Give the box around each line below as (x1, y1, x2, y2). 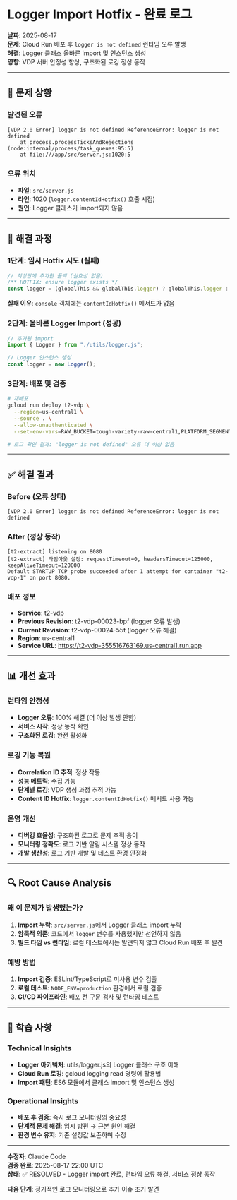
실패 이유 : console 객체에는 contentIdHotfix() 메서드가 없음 (7, 299, 175, 308)
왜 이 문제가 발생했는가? (7, 903, 83, 913)
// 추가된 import (7, 335, 54, 342)
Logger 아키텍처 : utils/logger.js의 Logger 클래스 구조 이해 (17, 1060, 179, 1069)
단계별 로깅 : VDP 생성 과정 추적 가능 (17, 785, 116, 794)
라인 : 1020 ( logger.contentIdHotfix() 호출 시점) (17, 195, 155, 203)
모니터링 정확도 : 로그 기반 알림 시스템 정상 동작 (17, 840, 146, 848)
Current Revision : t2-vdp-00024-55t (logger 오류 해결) (17, 625, 177, 634)
